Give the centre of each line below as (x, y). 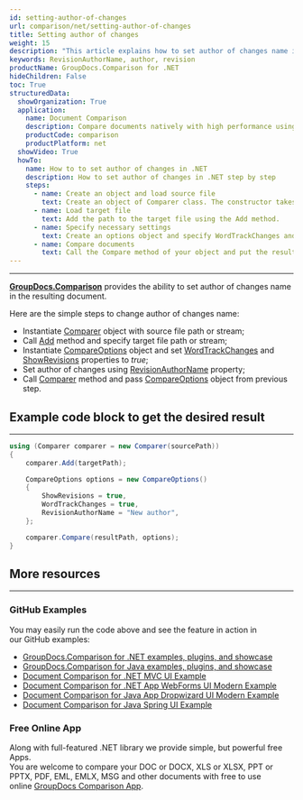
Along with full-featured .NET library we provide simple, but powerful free (146, 747)
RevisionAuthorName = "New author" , (110, 513)
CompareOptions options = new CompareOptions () (116, 479)
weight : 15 (30, 43)
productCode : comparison (72, 135)
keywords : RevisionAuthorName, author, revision (102, 60)
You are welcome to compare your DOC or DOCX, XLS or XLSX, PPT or (141, 767)
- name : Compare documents (84, 244)
